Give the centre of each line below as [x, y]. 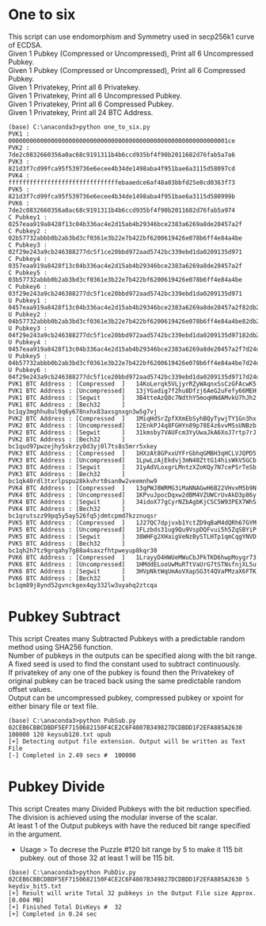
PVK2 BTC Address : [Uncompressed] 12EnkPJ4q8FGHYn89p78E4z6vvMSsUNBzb [133, 425]
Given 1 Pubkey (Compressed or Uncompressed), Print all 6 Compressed [127, 70]
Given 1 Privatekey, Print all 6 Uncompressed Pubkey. [95, 95]
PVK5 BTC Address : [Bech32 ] [67, 544]
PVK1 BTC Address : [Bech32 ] [67, 405]
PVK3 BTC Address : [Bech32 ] [67, 474]
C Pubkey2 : [28, 231]
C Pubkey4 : [28, 259]
